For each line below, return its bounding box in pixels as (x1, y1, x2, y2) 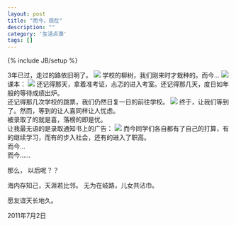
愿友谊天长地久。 (7, 196, 57, 205)
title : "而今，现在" (7, 17, 62, 24)
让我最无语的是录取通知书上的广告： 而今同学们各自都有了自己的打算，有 (7, 124, 229, 133)
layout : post (7, 10, 46, 18)
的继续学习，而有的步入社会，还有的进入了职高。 (7, 133, 150, 142)
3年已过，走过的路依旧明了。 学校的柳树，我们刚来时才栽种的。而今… (7, 71, 220, 80)
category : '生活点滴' (7, 30, 67, 38)
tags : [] (7, 37, 33, 44)
